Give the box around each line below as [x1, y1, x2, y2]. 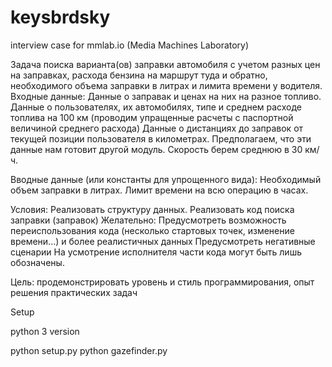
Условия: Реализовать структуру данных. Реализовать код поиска [10, 203, 295, 215]
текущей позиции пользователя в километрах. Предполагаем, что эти [10, 132, 312, 145]
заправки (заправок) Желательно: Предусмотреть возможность [10, 214, 287, 226]
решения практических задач [10, 286, 138, 298]
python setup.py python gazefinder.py [10, 344, 168, 356]
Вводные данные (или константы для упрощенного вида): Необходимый [10, 173, 322, 185]
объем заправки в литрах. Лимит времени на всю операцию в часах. [10, 184, 309, 196]
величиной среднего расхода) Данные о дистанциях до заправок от [10, 122, 304, 134]
